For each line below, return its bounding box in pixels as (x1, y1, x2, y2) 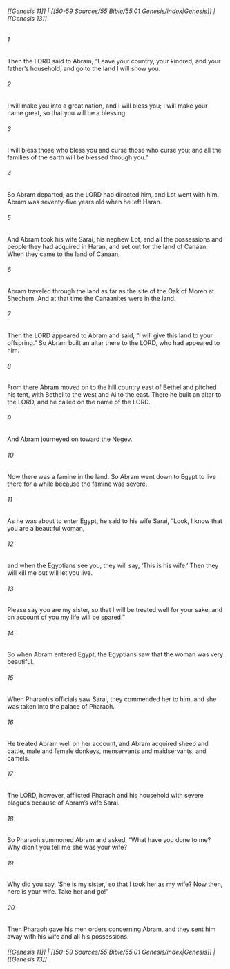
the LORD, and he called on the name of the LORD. (7, 398, 151, 407)
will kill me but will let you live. (7, 569, 93, 577)
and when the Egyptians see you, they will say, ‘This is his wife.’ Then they (7, 561, 219, 570)
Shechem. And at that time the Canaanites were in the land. (7, 294, 176, 302)
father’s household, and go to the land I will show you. (7, 64, 161, 72)
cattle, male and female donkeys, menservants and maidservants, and (7, 747, 207, 755)
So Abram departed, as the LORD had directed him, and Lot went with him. (7, 190, 220, 199)
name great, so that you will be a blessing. (7, 109, 128, 117)
